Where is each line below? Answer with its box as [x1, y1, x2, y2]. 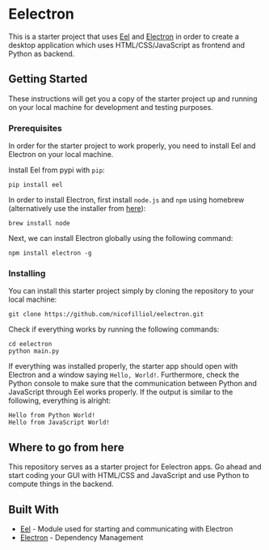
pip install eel [8, 181, 63, 189]
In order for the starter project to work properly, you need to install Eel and [8, 141, 256, 150]
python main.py [8, 347, 60, 356]
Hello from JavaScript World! [8, 418, 111, 427]
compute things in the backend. [8, 479, 115, 489]
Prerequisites [8, 122, 62, 133]
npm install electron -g [8, 249, 92, 257]
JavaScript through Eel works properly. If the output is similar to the [8, 387, 233, 397]
